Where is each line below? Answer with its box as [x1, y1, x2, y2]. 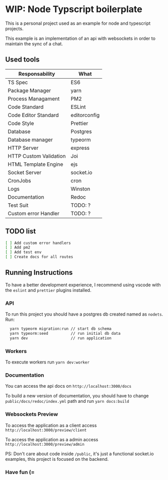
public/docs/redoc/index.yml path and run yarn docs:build [5, 398, 130, 404]
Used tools [5, 55, 40, 64]
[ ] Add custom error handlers [5, 241, 71, 246]
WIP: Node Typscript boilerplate [5, 4, 143, 15]
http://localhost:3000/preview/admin [5, 442, 85, 447]
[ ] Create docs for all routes [5, 255, 73, 260]
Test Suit [8, 202, 29, 209]
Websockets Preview [5, 411, 58, 418]
